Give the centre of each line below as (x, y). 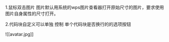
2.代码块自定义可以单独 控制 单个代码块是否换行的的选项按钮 (68, 24)
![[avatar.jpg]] (19, 34)
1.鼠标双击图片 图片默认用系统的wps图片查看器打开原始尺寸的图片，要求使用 (85, 7)
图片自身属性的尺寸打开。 (32, 13)
